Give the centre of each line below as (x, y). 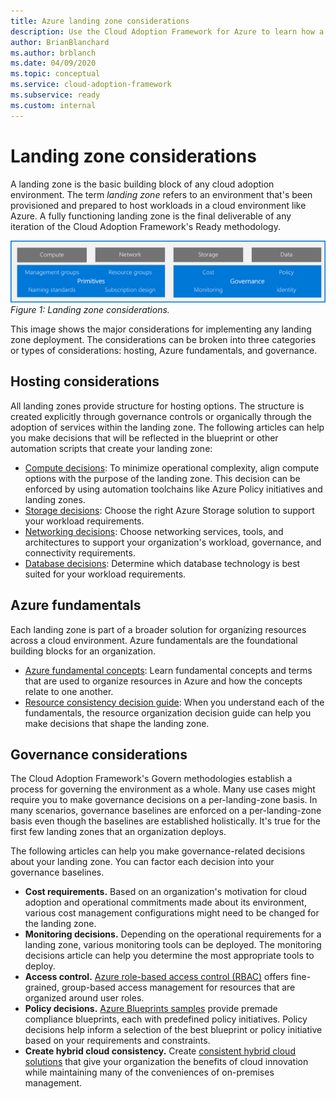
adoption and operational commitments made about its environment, (165, 902)
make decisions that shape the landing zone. (117, 723)
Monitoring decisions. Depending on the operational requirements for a (173, 934)
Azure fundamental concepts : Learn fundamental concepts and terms (168, 670)
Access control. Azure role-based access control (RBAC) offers (156, 977)
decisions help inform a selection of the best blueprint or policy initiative (173, 1030)
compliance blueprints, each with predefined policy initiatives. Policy (166, 1019)
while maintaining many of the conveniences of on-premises (149, 1072)
